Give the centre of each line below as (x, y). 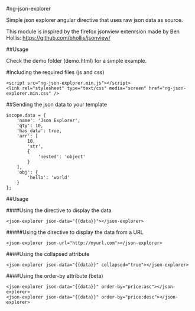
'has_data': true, (39, 131)
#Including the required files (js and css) (55, 72)
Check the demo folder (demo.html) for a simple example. (77, 61)
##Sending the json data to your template (57, 104)
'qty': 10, (30, 126)
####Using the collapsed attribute (48, 254)
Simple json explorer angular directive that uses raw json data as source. (95, 20)
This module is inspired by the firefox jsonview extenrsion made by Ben (93, 31)
